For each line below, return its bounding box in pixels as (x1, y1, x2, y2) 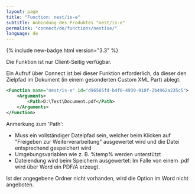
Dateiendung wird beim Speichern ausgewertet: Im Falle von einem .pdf (14, 157, 190, 164)
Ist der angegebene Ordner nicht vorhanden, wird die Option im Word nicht (6, 174, 189, 182)
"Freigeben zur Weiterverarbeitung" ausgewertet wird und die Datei (14, 138, 180, 145)
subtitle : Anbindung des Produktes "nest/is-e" (6, 20, 126, 25)
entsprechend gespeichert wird (14, 144, 92, 151)
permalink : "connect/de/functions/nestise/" (6, 25, 118, 31)
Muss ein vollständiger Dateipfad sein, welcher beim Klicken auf (14, 131, 171, 139)
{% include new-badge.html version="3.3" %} (6, 47, 119, 54)
